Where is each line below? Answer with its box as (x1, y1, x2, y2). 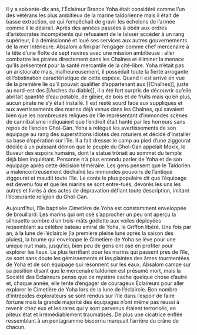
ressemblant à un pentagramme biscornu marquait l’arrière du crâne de (6, 317, 179, 324)
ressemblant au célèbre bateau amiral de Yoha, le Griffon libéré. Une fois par (6, 224, 192, 230)
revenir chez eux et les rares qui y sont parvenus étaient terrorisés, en (6, 305, 176, 311)
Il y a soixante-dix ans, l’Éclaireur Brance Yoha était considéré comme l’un (6, 6, 185, 12)
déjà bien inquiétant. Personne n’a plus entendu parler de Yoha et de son (6, 156, 182, 162)
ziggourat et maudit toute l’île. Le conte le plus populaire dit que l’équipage (6, 174, 187, 181)
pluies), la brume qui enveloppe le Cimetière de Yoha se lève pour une (6, 236, 176, 243)
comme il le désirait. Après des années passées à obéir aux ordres (6, 24, 168, 31)
